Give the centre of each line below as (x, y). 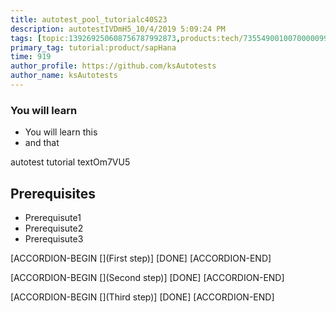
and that (42, 143)
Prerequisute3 (54, 238)
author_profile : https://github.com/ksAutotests (113, 66)
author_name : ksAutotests (64, 76)
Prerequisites (53, 193)
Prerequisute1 (53, 217)
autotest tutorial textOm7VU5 (70, 162)
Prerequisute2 (54, 228)
